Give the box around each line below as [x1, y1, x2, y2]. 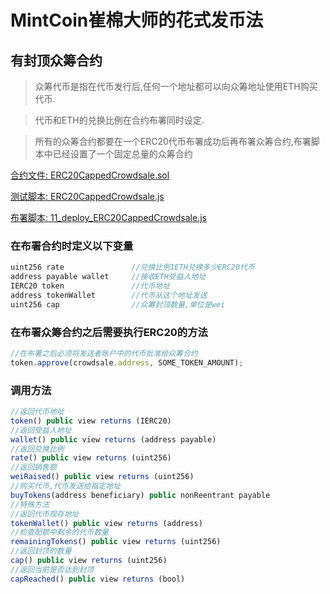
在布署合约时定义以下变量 [10, 239, 134, 253]
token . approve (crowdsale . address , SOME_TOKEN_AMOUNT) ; [10, 357, 244, 368]
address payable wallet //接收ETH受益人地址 [10, 272, 207, 282]
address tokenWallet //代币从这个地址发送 [10, 290, 208, 300]
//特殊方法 [10, 499, 50, 510]
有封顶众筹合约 [10, 52, 103, 69]
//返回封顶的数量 [10, 546, 72, 556]
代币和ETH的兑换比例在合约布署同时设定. [34, 114, 205, 126]
